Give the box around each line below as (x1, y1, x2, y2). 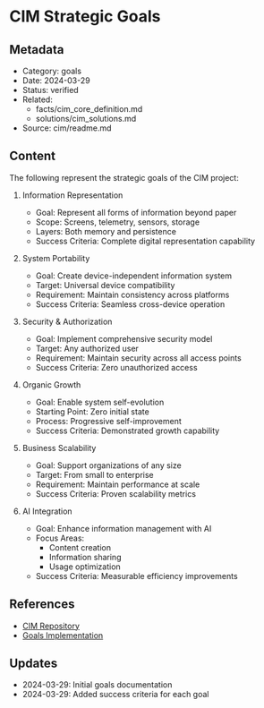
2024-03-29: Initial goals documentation (21, 679, 173, 690)
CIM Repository (21, 620, 81, 631)
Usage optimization (48, 561, 121, 572)
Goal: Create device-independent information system (35, 270, 233, 281)
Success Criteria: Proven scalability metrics (35, 488, 197, 499)
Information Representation (21, 190, 123, 200)
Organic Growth (21, 379, 81, 390)
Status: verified (21, 85, 79, 95)
